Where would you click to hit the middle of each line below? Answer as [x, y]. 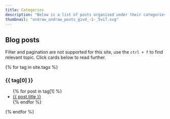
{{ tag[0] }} [19, 81]
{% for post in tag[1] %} [37, 91]
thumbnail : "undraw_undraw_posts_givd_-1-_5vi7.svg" [62, 19]
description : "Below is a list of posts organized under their [73, 15]
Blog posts [22, 40]
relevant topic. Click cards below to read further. [56, 57]
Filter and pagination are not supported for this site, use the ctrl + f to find [84, 52]
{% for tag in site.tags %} [32, 67]
